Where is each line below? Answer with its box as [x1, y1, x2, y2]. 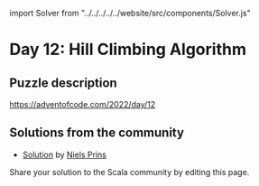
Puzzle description [9, 75, 117, 90]
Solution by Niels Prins [22, 149, 106, 160]
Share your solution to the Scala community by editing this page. [9, 166, 250, 177]
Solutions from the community [9, 126, 185, 141]
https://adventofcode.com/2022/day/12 [9, 99, 156, 109]
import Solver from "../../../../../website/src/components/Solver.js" [9, 8, 251, 18]
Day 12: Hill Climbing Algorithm [9, 40, 246, 60]
